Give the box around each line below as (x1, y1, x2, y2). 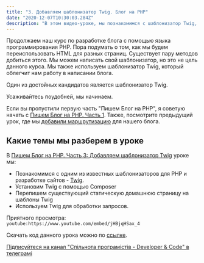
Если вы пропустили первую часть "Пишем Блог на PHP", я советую (6, 105, 186, 112)
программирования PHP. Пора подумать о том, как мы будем (6, 43, 169, 51)
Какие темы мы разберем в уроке (6, 135, 144, 146)
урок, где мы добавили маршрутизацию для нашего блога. (6, 118, 160, 125)
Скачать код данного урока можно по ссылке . (6, 231, 128, 239)
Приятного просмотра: (6, 214, 66, 222)
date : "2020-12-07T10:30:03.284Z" (6, 15, 94, 21)
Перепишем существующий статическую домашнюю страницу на (15, 190, 189, 197)
